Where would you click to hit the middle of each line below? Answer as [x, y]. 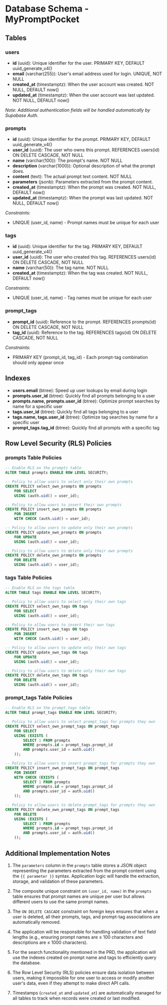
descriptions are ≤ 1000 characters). [50, 942]
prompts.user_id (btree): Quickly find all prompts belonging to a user [84, 395]
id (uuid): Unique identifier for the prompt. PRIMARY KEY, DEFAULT [81, 139]
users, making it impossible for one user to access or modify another [83, 977]
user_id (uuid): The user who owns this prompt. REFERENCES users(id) [86, 150]
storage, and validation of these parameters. [58, 881]
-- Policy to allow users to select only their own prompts [69, 482]
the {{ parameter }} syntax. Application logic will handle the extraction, [86, 876]
